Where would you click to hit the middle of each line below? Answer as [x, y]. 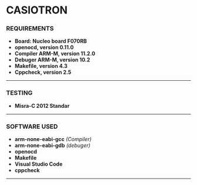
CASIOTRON [37, 10]
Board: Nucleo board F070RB [51, 41]
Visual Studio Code [38, 164]
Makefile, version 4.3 [41, 66]
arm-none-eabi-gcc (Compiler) [53, 139]
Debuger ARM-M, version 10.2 [52, 60]
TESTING [19, 93]
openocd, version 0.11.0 [44, 47]
